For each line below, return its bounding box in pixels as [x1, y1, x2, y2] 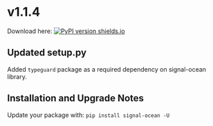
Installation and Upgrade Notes [7, 92, 144, 104]
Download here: [7, 27, 53, 35]
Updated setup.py [7, 47, 87, 59]
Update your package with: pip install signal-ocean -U [7, 111, 170, 119]
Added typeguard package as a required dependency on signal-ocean [7, 65, 206, 73]
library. [7, 72, 28, 81]
